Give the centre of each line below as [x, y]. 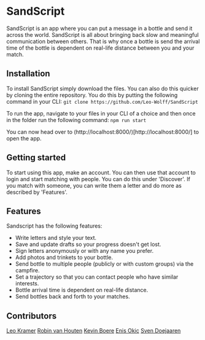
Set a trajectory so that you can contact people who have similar [97, 277]
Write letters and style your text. [56, 238]
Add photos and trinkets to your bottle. [64, 257]
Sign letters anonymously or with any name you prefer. [84, 251]
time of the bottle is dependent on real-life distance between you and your [100, 48]
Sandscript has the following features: [54, 226]
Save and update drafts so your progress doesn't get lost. [88, 244]
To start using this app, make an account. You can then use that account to [101, 172]
